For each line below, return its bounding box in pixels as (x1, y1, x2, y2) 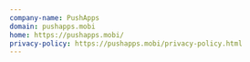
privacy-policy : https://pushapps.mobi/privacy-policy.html (9, 38, 244, 48)
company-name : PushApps (9, 13, 100, 23)
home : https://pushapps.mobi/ (9, 30, 125, 39)
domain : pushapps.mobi (9, 22, 96, 31)
